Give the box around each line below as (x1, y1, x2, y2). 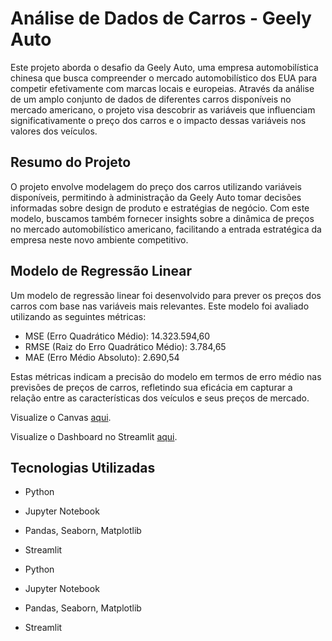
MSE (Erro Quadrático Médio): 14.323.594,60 (24, 330, 211, 342)
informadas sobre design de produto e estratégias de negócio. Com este (10, 202, 310, 214)
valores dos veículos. (10, 125, 98, 137)
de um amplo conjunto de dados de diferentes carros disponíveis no (10, 93, 292, 105)
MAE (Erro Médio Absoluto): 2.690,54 (24, 351, 180, 363)
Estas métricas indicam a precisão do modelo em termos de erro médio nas (10, 370, 322, 382)
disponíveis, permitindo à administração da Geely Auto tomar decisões (10, 191, 302, 203)
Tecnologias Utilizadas (10, 459, 156, 476)
